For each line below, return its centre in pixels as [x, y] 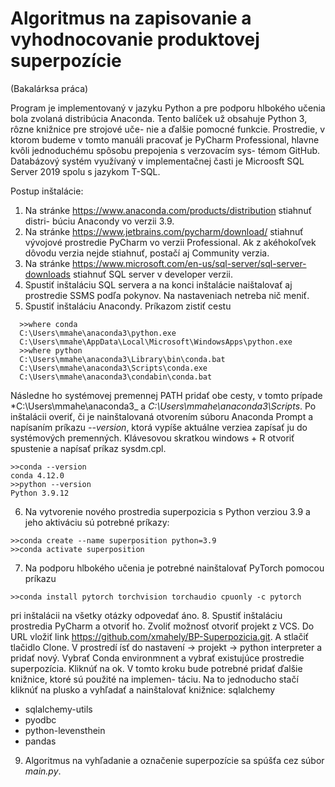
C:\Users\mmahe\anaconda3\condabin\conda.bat [116, 377]
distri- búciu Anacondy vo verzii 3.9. [99, 221]
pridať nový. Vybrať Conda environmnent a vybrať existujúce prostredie [157, 658]
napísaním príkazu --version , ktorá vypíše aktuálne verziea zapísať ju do [159, 427]
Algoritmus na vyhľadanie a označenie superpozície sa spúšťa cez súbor [174, 760]
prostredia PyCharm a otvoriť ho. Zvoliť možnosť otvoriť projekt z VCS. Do [162, 626]
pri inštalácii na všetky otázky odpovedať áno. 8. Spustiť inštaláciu [146, 615]
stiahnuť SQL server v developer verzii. [153, 274]
